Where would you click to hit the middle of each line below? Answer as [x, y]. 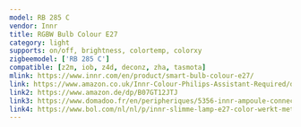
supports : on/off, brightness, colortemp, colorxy [106, 51]
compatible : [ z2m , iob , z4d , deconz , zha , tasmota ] [107, 68]
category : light [39, 42]
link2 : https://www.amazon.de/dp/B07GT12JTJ [94, 92]
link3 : [21, 101]
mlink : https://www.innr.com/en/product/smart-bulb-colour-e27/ [132, 76]
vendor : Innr [34, 26]
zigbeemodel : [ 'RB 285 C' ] [60, 59]
